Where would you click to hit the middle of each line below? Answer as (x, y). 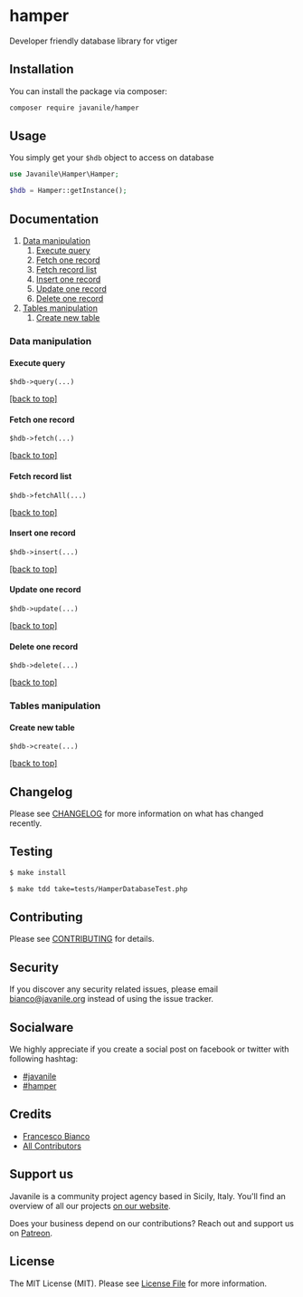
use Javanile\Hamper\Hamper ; (64, 174)
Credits (31, 1114)
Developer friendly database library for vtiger (94, 41)
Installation (42, 69)
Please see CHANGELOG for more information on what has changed (137, 814)
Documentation (54, 219)
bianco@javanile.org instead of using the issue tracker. (112, 999)
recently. (26, 823)
